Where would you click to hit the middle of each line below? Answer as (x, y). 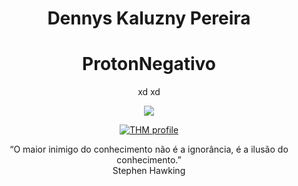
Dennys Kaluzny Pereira (149, 18)
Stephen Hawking (149, 171)
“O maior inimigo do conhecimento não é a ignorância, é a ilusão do (149, 149)
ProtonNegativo (149, 64)
